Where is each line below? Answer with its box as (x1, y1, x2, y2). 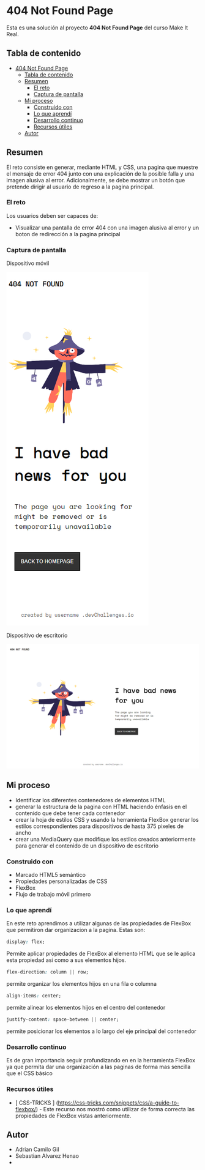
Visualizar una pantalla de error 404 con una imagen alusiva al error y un (15, 224, 199, 231)
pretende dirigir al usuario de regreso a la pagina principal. (6, 183, 154, 190)
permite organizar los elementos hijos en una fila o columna (6, 980, 157, 988)
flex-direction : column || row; (6, 969, 89, 975)
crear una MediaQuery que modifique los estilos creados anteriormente (15, 835, 196, 843)
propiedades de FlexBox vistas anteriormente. (15, 1112, 132, 1119)
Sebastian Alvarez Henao (15, 1152, 80, 1160)
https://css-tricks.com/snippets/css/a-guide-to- (58, 1099, 179, 1106)
